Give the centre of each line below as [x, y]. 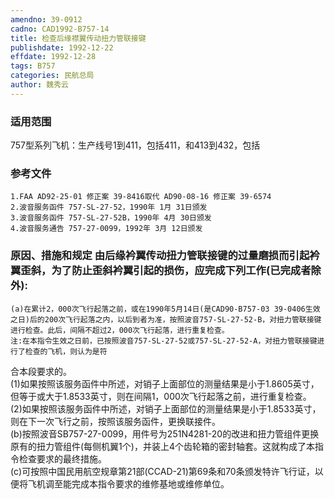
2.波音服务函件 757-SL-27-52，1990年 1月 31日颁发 [109, 207]
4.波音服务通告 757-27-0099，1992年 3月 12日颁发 [106, 229]
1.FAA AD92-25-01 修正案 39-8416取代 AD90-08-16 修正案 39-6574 [141, 197]
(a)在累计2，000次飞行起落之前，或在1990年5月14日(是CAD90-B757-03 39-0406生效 [165, 309]
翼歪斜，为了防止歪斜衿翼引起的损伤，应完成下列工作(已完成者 [161, 271]
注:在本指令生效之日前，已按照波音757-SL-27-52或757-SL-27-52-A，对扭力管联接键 [164, 341]
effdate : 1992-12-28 [53, 57]
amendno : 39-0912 [46, 19]
